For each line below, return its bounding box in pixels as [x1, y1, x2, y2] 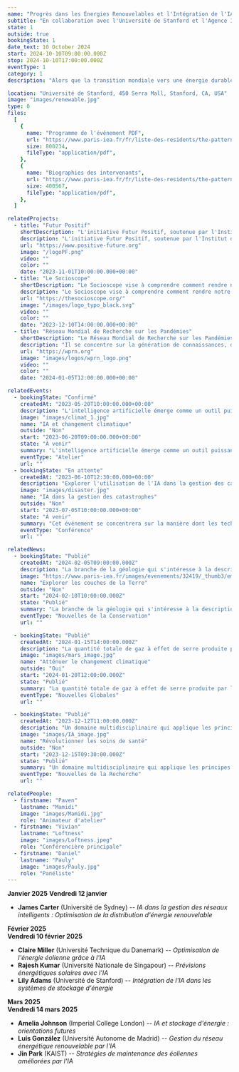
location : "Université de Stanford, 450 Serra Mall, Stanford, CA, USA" [7, 90, 228, 97]
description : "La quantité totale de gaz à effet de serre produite [20, 645, 228, 653]
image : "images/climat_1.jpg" [20, 414, 110, 421]
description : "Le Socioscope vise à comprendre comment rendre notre [20, 288, 231, 295]
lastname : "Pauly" [20, 857, 75, 864]
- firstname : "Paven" [14, 797, 78, 804]
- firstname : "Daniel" [14, 849, 81, 857]
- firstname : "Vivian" [14, 823, 81, 831]
